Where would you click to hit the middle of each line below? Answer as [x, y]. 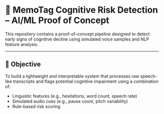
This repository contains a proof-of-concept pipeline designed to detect [77, 34]
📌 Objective [23, 64]
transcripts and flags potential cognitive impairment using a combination [86, 81]
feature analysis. [22, 44]
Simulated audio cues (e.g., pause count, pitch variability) [70, 101]
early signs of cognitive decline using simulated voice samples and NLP [77, 39]
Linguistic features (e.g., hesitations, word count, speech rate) [75, 96]
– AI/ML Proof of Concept [57, 20]
